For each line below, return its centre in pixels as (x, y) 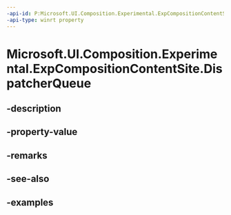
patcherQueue (49, 83)
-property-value (42, 132)
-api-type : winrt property (45, 20)
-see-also (28, 179)
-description (34, 109)
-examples (30, 202)
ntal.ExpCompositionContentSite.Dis (114, 69)
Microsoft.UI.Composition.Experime (112, 54)
